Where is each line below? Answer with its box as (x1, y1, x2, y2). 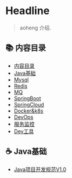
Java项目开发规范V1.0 (13, 166, 66, 173)
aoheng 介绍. (19, 24, 52, 31)
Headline (5, 4, 50, 18)
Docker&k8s (13, 107, 44, 114)
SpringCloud (13, 101, 44, 108)
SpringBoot (13, 95, 41, 102)
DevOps (13, 113, 34, 121)
